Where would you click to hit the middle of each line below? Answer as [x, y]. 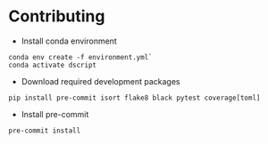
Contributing [57, 16]
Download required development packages [100, 81]
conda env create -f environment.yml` [80, 57]
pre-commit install [45, 131]
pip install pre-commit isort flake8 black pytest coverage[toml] [134, 98]
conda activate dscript [53, 65]
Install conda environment [69, 41]
